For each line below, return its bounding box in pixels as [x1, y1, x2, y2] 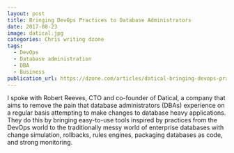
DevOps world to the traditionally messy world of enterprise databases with [7, 123, 224, 132]
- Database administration [13, 56, 92, 63]
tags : [7, 42, 23, 49]
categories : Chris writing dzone [7, 36, 104, 43]
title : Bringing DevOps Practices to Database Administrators [7, 17, 192, 24]
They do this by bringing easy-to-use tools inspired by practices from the [7, 116, 218, 124]
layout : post [7, 10, 45, 17]
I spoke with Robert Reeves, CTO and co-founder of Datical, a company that [7, 94, 226, 102]
